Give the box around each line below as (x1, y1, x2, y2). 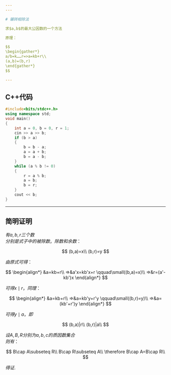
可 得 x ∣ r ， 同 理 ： (5, 285, 41, 291)
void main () (5, 116, 31, 122)
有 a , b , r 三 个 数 (5, 231, 35, 238)
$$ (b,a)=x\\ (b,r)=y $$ (62, 248, 109, 254)
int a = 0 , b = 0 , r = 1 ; (14, 126, 70, 131)
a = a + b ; (23, 149, 47, 155)
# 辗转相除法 (5, 16, 29, 22)
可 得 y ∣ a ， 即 (5, 311, 33, 317)
